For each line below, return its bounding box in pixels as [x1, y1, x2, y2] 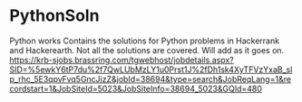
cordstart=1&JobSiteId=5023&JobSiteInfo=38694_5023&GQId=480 [9, 83, 263, 94]
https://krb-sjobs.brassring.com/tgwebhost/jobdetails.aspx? [9, 54, 234, 65]
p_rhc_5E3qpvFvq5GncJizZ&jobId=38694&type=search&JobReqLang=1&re [9, 73, 292, 84]
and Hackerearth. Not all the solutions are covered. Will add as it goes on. [9, 44, 285, 55]
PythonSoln [9, 5, 100, 26]
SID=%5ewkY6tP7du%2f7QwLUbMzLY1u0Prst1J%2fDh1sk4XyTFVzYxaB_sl [9, 64, 293, 75]
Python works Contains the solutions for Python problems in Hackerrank [9, 35, 279, 46]
